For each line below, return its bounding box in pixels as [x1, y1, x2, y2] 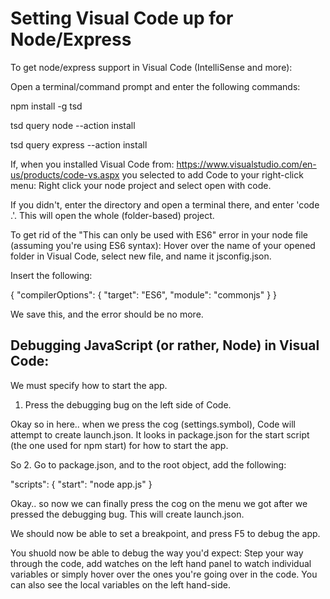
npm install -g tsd [10, 100, 83, 112]
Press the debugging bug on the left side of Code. [24, 398, 232, 411]
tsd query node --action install [10, 119, 136, 131]
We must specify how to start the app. [10, 379, 168, 391]
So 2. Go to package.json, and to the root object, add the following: [10, 458, 287, 471]
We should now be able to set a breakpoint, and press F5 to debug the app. [10, 527, 321, 539]
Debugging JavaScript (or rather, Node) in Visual [10, 337, 320, 354]
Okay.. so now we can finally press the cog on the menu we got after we [10, 497, 308, 509]
